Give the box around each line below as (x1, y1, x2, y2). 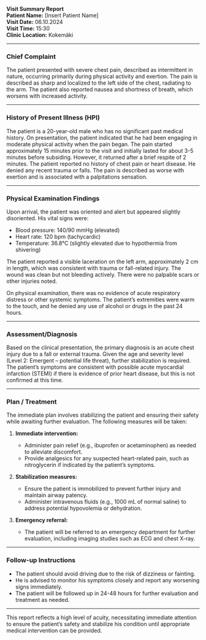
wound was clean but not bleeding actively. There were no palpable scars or (6, 271, 199, 278)
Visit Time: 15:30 (6, 25, 50, 32)
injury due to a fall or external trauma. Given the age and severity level (6, 350, 184, 358)
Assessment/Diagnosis (6, 330, 78, 338)
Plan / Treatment (6, 398, 57, 406)
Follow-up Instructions (6, 556, 75, 565)
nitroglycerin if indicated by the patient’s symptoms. (24, 461, 156, 469)
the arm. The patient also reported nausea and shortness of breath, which (6, 86, 193, 93)
